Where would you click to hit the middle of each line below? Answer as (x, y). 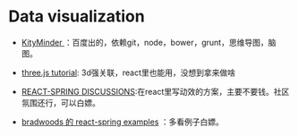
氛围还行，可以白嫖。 (60, 102)
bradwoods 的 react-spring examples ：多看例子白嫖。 (123, 122)
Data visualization (77, 17)
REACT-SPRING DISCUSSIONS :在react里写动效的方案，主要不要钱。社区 (155, 91)
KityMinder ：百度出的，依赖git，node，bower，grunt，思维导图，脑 (149, 42)
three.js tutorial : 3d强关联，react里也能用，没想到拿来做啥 (128, 72)
